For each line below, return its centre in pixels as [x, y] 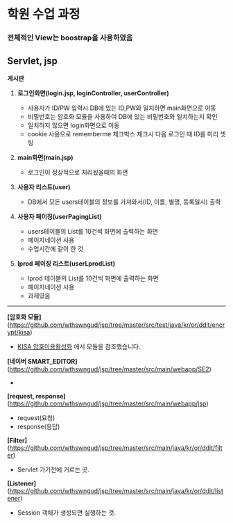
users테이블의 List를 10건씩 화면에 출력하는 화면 [93, 231]
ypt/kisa [19, 332]
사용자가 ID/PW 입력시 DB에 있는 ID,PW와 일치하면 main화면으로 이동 [122, 108]
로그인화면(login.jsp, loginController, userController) [93, 93]
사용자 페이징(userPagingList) [59, 216]
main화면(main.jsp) [45, 157]
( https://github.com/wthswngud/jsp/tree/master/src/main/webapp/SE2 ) [109, 369]
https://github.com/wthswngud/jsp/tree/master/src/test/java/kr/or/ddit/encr [117, 325]
